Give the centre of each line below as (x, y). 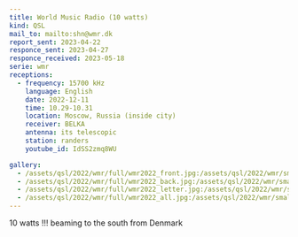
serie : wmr (29, 67)
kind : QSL (27, 26)
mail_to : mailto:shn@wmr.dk (61, 34)
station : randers (57, 141)
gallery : (25, 164)
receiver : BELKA (55, 125)
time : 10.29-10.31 (59, 108)
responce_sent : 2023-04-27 (59, 50)
